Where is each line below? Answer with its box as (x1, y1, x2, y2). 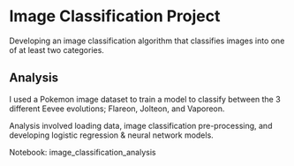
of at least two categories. (9, 44, 104, 55)
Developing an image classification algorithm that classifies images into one (9, 35, 285, 46)
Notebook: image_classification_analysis (9, 147, 156, 157)
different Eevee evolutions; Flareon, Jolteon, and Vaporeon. (9, 103, 225, 114)
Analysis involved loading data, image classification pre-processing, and (9, 120, 273, 131)
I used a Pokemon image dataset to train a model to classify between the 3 (9, 94, 281, 104)
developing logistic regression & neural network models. (9, 130, 214, 140)
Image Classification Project (9, 6, 221, 26)
